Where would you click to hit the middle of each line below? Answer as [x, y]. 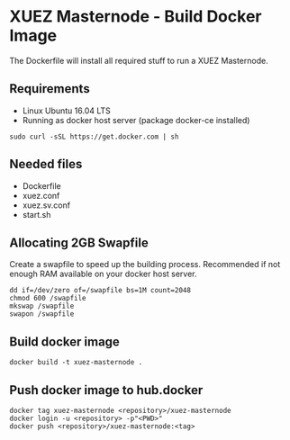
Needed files [46, 164]
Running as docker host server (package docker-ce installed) [136, 120]
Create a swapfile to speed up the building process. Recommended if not [145, 265]
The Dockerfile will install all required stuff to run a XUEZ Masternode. [139, 60]
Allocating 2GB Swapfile [79, 242]
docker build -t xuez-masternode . [76, 363]
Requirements [50, 89]
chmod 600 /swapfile [48, 299]
